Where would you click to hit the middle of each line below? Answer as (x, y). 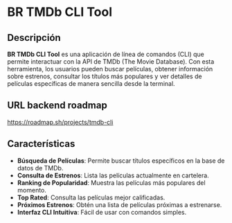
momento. (32, 190)
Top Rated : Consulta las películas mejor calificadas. (91, 197)
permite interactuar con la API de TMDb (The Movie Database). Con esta (111, 62)
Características (41, 144)
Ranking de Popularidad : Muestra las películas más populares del (111, 182)
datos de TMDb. (40, 168)
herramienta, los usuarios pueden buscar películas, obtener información (110, 69)
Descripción (34, 38)
